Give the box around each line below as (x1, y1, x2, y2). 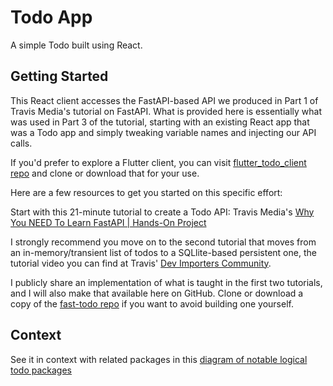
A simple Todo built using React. (10, 39, 143, 51)
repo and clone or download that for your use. (10, 167, 200, 179)
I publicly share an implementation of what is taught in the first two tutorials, (10, 276, 323, 288)
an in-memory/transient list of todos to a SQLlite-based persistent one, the (10, 246, 317, 258)
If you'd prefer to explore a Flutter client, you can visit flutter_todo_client (10, 156, 307, 168)
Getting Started (10, 68, 109, 85)
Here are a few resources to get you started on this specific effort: (10, 186, 283, 198)
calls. (10, 137, 33, 149)
